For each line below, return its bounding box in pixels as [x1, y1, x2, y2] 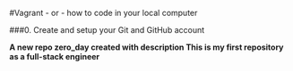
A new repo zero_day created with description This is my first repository [9, 42, 284, 52]
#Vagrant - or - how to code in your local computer [9, 8, 198, 18]
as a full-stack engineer [9, 51, 100, 61]
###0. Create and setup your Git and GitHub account [9, 25, 205, 35]
